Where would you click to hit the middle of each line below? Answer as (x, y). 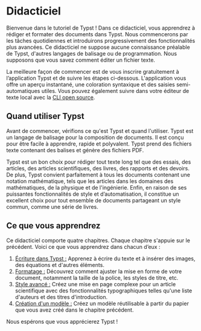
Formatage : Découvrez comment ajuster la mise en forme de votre (98, 271)
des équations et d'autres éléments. (59, 265)
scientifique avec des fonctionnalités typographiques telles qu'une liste (104, 291)
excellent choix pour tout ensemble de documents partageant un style (94, 200)
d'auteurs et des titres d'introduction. (61, 297)
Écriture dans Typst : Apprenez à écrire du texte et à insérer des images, (105, 259)
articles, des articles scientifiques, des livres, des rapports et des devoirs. (98, 168)
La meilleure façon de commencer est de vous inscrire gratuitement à (93, 71)
